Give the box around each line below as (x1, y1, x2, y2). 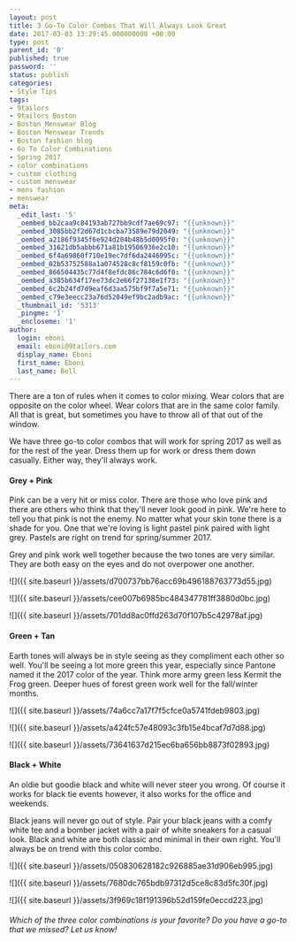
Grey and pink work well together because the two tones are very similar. (9, 549, 276, 560)
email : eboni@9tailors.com (17, 341, 117, 350)
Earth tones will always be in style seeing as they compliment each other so (9, 650, 285, 661)
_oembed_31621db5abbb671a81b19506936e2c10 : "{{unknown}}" (17, 243, 236, 252)
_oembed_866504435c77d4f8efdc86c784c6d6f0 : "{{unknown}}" (17, 268, 236, 277)
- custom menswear (9, 178, 77, 187)
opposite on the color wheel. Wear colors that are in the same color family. (9, 400, 280, 411)
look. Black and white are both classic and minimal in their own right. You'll (9, 833, 281, 845)
